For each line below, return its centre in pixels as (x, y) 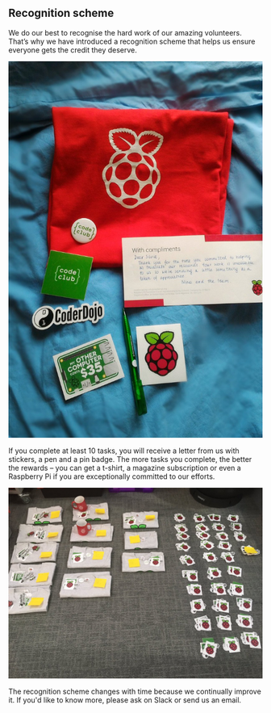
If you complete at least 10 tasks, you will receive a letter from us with (124, 451)
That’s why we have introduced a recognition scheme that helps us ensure (132, 41)
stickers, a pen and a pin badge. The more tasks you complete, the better (130, 459)
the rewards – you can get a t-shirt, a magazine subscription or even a (125, 468)
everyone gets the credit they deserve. (73, 50)
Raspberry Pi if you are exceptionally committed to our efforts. (112, 476)
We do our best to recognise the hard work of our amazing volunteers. (125, 32)
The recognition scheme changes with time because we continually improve (135, 691)
